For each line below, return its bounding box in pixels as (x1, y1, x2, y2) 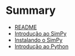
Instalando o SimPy (14, 36, 63, 43)
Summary (5, 4, 56, 17)
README (14, 23, 37, 31)
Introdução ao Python (14, 43, 69, 50)
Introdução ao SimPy (14, 30, 67, 37)
